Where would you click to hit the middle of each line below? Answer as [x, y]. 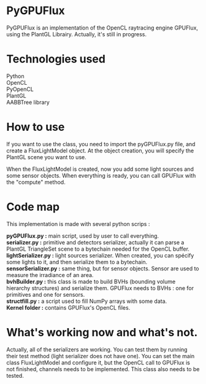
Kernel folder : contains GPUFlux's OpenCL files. [68, 307]
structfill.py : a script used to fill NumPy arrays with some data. [87, 301]
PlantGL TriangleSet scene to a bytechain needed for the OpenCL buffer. [98, 249]
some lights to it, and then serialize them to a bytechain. [77, 262]
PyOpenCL [20, 89]
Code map [33, 207]
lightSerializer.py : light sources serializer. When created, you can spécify [100, 255]
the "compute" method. [36, 182]
